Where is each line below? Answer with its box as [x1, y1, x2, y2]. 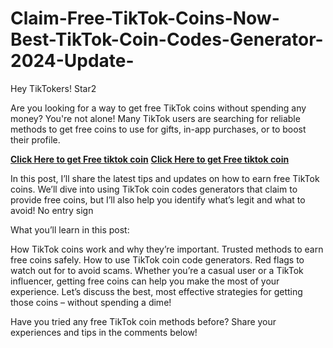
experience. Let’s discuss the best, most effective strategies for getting [10, 285, 303, 297]
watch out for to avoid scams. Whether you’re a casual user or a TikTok [10, 264, 304, 276]
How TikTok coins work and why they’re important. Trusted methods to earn [10, 243, 324, 255]
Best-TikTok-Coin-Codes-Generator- [10, 28, 324, 51]
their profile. [10, 133, 61, 146]
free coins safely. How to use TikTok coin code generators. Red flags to [10, 253, 305, 266]
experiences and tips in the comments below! [10, 326, 198, 338]
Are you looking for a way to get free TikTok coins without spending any [10, 102, 307, 114]
